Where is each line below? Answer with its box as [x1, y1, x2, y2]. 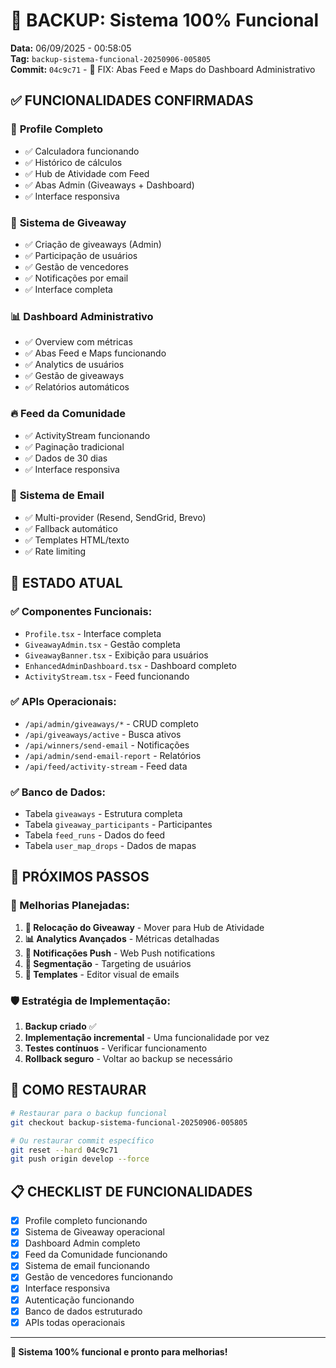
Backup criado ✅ [24, 1020, 97, 1033]
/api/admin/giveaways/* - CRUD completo [24, 717, 199, 729]
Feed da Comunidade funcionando [24, 1249, 168, 1261]
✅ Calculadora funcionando [24, 145, 140, 157]
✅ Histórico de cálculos [24, 156, 123, 168]
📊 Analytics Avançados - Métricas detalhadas [24, 932, 220, 944]
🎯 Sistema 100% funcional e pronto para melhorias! [10, 1345, 228, 1358]
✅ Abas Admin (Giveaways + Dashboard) [24, 179, 195, 191]
